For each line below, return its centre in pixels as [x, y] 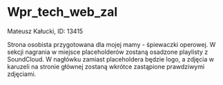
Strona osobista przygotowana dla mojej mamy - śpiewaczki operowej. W [111, 44]
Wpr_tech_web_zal [62, 12]
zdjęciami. [22, 74]
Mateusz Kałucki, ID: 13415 [45, 31]
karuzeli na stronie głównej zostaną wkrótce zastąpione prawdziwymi [106, 66]
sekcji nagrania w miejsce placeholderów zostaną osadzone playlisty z [108, 52]
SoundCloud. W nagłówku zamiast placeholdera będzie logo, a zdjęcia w [110, 59]
